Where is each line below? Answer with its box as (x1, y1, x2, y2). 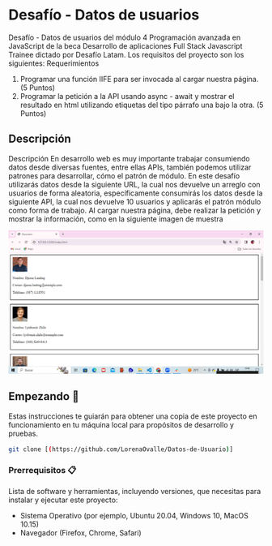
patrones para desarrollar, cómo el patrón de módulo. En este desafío (8, 170, 240, 180)
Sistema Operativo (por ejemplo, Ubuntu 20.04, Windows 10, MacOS (19, 510, 249, 520)
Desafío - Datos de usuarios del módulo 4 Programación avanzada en (8, 32, 241, 42)
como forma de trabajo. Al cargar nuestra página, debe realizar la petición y (8, 205, 261, 215)
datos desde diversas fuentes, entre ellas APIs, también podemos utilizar (8, 162, 252, 172)
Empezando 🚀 (8, 389, 79, 403)
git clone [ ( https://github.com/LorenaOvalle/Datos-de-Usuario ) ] (8, 445, 233, 454)
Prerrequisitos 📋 (8, 465, 77, 476)
